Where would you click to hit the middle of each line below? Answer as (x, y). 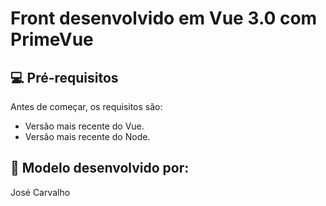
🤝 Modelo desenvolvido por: (100, 168)
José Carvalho (40, 192)
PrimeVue (52, 39)
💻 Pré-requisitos (64, 77)
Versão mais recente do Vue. (84, 126)
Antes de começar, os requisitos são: (86, 106)
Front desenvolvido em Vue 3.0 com (164, 18)
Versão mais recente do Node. (87, 136)
